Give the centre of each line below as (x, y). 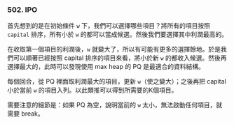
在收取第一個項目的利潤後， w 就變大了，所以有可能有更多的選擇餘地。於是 (114, 49)
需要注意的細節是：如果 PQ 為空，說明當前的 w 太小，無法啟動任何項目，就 (115, 105)
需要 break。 (26, 114)
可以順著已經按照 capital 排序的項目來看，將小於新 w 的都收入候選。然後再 (120, 58)
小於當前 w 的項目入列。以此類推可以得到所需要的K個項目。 (92, 90)
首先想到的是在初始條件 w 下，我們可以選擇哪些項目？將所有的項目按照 (109, 26)
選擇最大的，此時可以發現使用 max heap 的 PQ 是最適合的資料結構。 (106, 67)
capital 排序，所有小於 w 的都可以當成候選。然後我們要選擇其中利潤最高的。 (118, 34)
